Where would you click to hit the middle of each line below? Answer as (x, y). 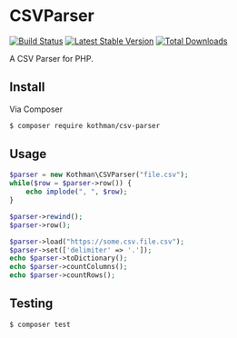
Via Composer (36, 109)
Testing (31, 304)
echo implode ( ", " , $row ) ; (77, 192)
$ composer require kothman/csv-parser (85, 125)
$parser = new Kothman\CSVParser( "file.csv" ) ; (99, 175)
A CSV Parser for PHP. (51, 58)
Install (27, 87)
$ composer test (40, 324)
